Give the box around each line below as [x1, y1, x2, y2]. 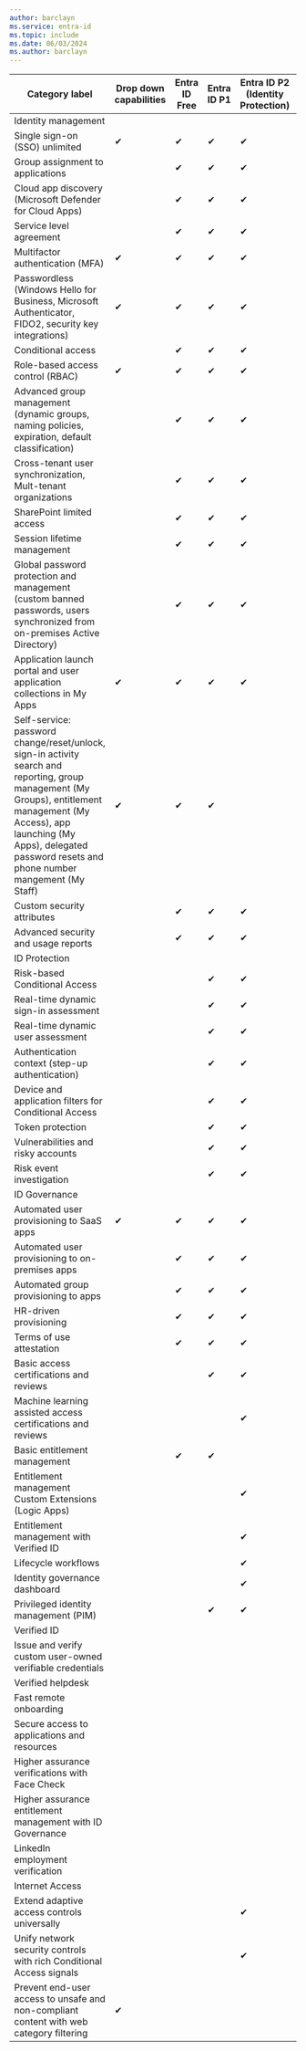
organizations [14, 491, 73, 504]
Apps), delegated [14, 839, 88, 852]
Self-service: [14, 714, 71, 727]
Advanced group [14, 385, 87, 398]
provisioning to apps [14, 1290, 102, 1303]
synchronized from [14, 615, 96, 628]
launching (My [14, 828, 76, 841]
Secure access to [14, 1718, 89, 1731]
